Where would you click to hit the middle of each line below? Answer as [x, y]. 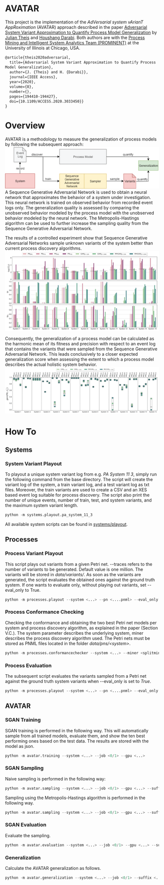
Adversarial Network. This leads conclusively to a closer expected [72, 354]
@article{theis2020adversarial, [38, 57]
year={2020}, [23, 82]
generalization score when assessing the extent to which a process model [80, 360]
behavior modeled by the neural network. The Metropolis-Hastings [72, 218]
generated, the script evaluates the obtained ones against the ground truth [80, 580]
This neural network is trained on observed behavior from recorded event [79, 202]
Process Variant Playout [34, 553]
